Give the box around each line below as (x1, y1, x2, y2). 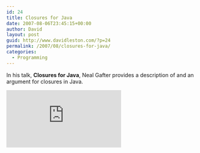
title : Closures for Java (6, 15, 72, 21)
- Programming (12, 54, 48, 61)
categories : (6, 49, 37, 55)
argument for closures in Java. (6, 78, 84, 85)
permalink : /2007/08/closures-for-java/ (6, 43, 111, 50)
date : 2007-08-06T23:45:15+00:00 (6, 20, 92, 26)
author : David (6, 26, 43, 32)
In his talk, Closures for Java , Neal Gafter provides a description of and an (6, 71, 194, 78)
